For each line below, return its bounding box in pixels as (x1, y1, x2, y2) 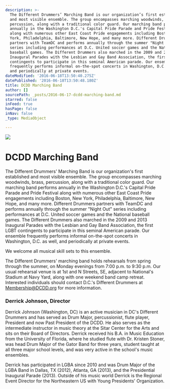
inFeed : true (5, 102, 33, 107)
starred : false (5, 97, 37, 102)
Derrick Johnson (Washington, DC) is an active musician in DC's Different (5, 308, 158, 315)
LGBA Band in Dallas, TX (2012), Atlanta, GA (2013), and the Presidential (5, 367, 155, 373)
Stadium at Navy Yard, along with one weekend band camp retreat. (5, 274, 145, 280)
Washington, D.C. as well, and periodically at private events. (5, 238, 130, 244)
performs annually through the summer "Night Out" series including (5, 206, 147, 212)
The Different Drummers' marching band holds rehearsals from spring (5, 258, 151, 264)
